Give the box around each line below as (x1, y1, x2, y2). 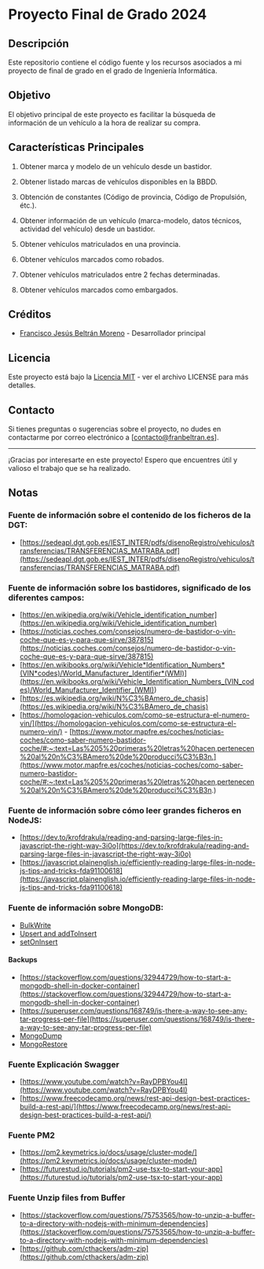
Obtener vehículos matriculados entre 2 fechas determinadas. (19, 270, 220, 279)
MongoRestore (19, 1039, 68, 1049)
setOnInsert (19, 937, 58, 947)
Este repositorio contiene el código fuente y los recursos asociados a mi (8, 57, 242, 67)
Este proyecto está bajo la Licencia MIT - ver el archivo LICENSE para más (8, 372, 249, 382)
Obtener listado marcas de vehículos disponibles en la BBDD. (19, 177, 218, 186)
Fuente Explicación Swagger (8, 1059, 119, 1070)
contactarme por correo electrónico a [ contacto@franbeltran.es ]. (8, 432, 219, 442)
